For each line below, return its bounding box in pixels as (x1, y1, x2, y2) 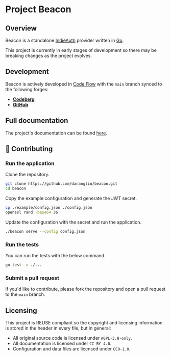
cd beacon (5, 186, 27, 191)
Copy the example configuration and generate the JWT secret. (5, 195, 137, 202)
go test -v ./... (5, 262, 42, 267)
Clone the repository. (5, 172, 50, 178)
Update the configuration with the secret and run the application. (5, 219, 142, 225)
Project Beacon (5, 4, 71, 15)
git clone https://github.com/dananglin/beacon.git (5, 181, 117, 186)
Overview (5, 24, 37, 33)
